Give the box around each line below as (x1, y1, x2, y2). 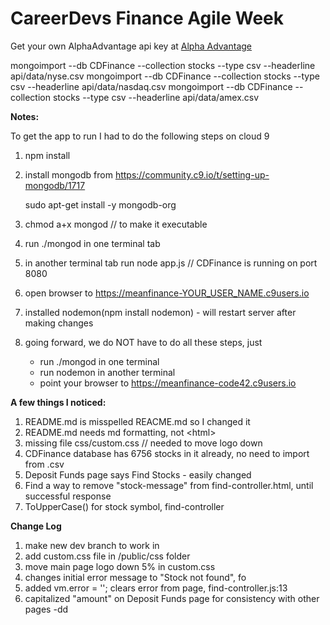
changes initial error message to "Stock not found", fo (24, 571, 247, 583)
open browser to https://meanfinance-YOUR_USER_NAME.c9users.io (24, 287, 310, 299)
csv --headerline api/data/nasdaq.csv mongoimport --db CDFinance (10, 80, 293, 92)
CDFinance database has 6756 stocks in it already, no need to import (24, 447, 310, 459)
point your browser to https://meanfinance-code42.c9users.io (39, 377, 297, 389)
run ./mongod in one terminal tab (24, 237, 161, 249)
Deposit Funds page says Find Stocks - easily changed (24, 468, 252, 481)
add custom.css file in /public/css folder (24, 550, 191, 562)
